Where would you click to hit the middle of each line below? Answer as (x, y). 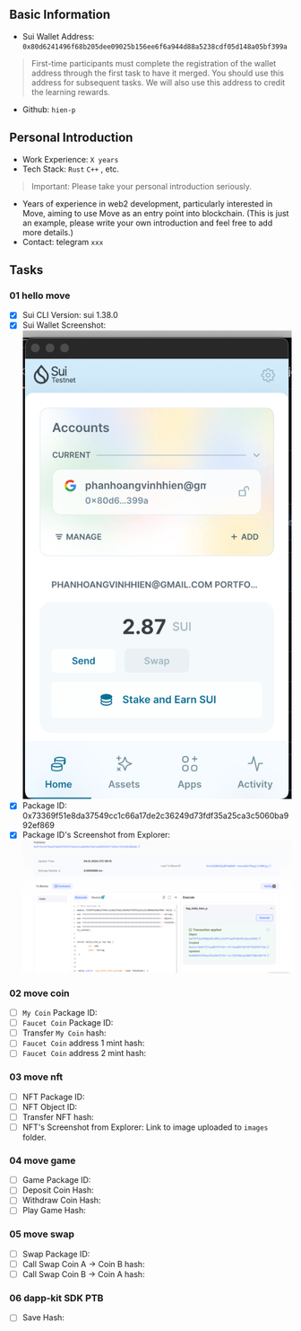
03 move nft (36, 1077)
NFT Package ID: (53, 1097)
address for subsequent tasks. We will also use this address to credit (158, 82)
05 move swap (42, 1234)
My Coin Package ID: (60, 1013)
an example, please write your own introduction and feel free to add (147, 223)
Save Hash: (43, 1318)
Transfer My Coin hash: (64, 1033)
